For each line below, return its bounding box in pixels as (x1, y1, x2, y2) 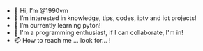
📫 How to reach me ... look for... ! (13, 37, 111, 44)
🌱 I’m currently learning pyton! (13, 21, 101, 29)
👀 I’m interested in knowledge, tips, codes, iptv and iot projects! (13, 14, 197, 22)
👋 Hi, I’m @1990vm (13, 7, 68, 14)
